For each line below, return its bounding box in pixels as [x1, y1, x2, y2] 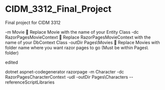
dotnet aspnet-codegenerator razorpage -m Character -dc [5, 68, 124, 74]
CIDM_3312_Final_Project [5, 3, 112, 15]
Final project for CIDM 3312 [5, 20, 61, 25]
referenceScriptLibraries [5, 79, 55, 85]
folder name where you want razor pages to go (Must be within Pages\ [5, 45, 149, 50]
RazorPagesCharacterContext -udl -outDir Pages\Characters [5, 74, 128, 80]
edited [5, 59, 18, 65]
